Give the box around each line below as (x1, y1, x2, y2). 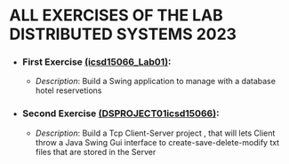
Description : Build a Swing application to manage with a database (35, 76, 276, 87)
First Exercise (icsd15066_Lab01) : (21, 56, 172, 68)
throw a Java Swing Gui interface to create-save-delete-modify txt (35, 137, 280, 147)
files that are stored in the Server (35, 146, 157, 157)
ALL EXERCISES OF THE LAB (9, 5, 224, 26)
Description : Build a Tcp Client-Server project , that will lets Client (35, 128, 276, 138)
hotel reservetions (35, 85, 102, 96)
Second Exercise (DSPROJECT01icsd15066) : (21, 107, 220, 120)
